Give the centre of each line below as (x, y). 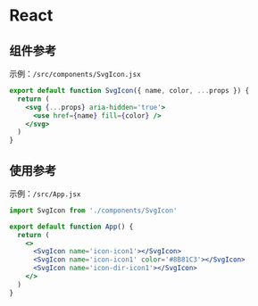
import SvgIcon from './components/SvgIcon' (93, 211)
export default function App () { (71, 227)
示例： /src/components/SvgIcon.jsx (75, 74)
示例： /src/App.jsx (45, 194)
